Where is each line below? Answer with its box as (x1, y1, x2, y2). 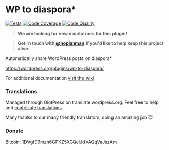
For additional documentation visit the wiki (5, 75, 94, 81)
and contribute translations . (5, 105, 63, 111)
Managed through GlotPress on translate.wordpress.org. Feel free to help (5, 99, 159, 105)
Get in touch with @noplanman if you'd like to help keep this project (17, 40, 164, 46)
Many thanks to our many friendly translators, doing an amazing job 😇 (5, 114, 153, 121)
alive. (17, 45, 30, 51)
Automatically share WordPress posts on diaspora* (5, 55, 112, 62)
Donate (5, 127, 24, 134)
